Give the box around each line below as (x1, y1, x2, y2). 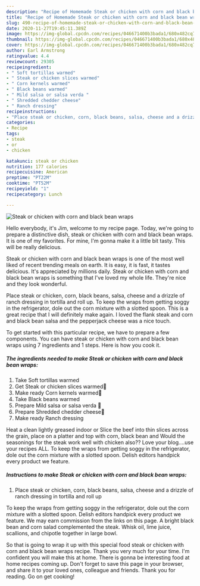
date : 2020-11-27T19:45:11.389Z (6, 25, 86, 32)
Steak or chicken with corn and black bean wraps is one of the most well (6, 255, 185, 262)
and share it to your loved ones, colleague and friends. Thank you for (6, 566, 176, 573)
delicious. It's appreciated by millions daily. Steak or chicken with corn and (6, 268, 189, 275)
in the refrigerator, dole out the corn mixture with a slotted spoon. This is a (6, 305, 189, 312)
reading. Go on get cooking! (6, 573, 75, 580)
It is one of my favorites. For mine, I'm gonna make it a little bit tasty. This (6, 237, 186, 244)
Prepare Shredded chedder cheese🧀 (14, 408, 105, 415)
